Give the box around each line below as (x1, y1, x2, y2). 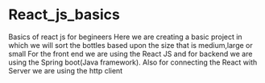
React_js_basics (8, 6, 121, 24)
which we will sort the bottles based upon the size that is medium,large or (8, 40, 253, 49)
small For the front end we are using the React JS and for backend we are (8, 49, 253, 58)
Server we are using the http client (8, 65, 123, 75)
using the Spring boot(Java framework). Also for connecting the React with (8, 57, 258, 67)
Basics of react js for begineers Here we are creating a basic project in (8, 32, 243, 41)
